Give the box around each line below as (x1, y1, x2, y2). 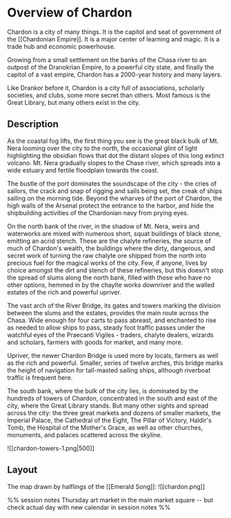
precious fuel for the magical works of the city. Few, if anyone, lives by (7, 259, 208, 267)
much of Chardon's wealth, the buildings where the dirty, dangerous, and (7, 243, 215, 252)
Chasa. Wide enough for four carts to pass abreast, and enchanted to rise (7, 316, 217, 324)
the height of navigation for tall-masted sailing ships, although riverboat (7, 366, 211, 374)
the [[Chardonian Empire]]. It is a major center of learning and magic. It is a (7, 34, 220, 43)
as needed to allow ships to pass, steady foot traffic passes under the (7, 323, 205, 332)
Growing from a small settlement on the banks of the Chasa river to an (7, 55, 207, 63)
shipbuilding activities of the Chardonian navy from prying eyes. (7, 208, 189, 217)
